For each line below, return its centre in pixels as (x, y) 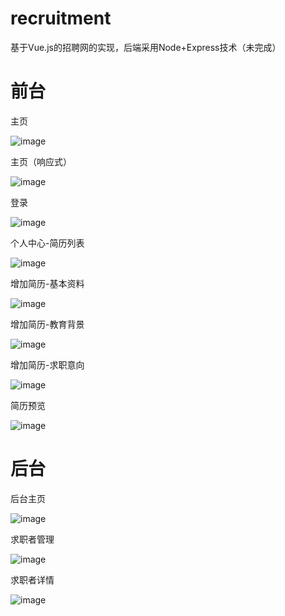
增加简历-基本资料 (47, 283)
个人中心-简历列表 (47, 243)
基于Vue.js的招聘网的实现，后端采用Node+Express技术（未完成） (146, 47)
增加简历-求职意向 (47, 364)
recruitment (61, 18)
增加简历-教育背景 (47, 324)
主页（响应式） (41, 161)
